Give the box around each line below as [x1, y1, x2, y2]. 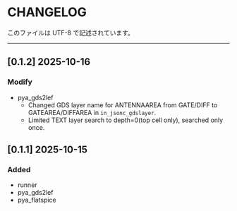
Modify [7, 77, 33, 87]
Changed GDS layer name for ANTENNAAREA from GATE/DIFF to [28, 100, 218, 109]
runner [17, 181, 37, 189]
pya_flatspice [17, 195, 56, 205]
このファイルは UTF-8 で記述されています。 [7, 28, 134, 37]
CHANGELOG [7, 4, 87, 20]
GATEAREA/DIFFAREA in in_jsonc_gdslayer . [28, 108, 157, 116]
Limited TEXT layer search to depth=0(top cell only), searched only [28, 116, 224, 124]
